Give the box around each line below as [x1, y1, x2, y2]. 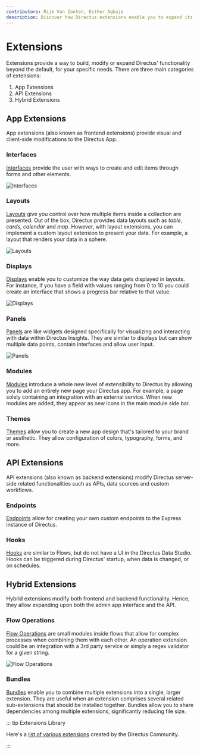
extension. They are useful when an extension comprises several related [6, 694, 184, 702]
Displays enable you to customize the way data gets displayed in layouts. [6, 276, 186, 283]
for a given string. [6, 649, 49, 656]
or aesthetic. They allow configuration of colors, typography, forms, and [6, 434, 183, 442]
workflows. [6, 486, 34, 493]
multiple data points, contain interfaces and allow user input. [6, 340, 155, 348]
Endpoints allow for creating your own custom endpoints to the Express [6, 515, 182, 522]
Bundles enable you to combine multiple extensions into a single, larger [6, 689, 181, 696]
